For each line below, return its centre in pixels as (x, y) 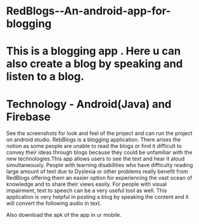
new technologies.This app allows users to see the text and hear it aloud (95, 159)
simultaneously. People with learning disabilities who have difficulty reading (100, 165)
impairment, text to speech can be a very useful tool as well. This (87, 190)
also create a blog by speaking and (94, 64)
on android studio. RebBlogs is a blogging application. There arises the (94, 140)
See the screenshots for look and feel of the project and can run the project (99, 134)
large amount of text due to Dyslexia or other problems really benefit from (97, 171)
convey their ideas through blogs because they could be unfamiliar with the (99, 152)
